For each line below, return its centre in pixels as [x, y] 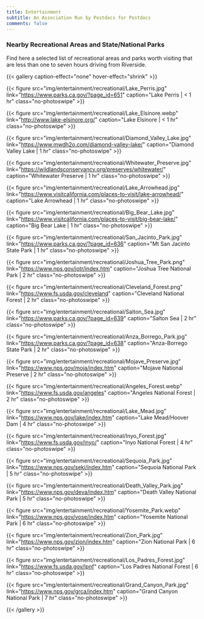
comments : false [27, 23]
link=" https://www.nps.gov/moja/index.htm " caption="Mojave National [95, 368]
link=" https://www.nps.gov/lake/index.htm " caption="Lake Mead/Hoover [97, 417]
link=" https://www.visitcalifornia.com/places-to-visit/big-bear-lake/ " [92, 219]
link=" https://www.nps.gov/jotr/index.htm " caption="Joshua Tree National [99, 268]
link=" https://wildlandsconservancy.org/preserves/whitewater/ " [86, 169]
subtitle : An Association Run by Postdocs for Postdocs [79, 18]
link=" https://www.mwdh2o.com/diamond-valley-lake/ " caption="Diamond [100, 144]
